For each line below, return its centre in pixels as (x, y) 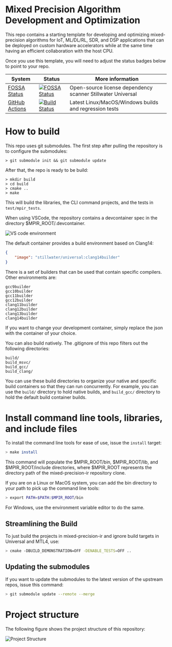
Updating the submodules (48, 567)
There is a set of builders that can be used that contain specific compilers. (84, 272)
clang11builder (21, 305)
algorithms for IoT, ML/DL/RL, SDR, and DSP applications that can (95, 40)
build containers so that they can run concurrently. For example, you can (82, 386)
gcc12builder (19, 300)
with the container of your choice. (41, 333)
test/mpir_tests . (23, 208)
